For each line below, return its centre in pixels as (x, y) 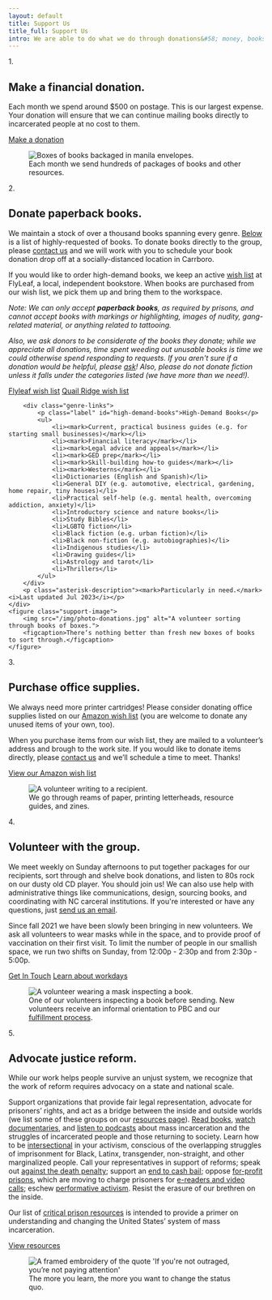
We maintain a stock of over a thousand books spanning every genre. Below (136, 233)
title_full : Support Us (49, 31)
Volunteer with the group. (74, 847)
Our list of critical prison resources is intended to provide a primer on (123, 1212)
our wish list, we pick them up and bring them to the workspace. (115, 292)
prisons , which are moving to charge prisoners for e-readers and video (127, 1180)
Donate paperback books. (75, 214)
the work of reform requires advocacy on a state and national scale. (121, 1087)
